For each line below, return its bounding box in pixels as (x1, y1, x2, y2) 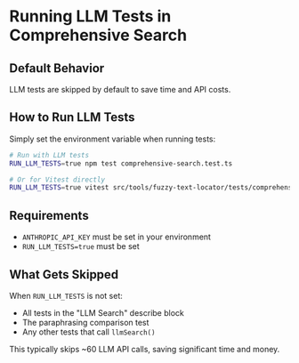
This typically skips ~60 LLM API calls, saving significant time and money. (9, 343, 280, 354)
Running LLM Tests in (9, 6, 172, 27)
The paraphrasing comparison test (21, 317, 149, 327)
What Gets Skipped (9, 267, 119, 282)
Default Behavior (9, 60, 105, 76)
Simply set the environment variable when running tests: (9, 133, 216, 144)
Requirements (9, 207, 89, 223)
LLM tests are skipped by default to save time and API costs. (9, 85, 231, 94)
